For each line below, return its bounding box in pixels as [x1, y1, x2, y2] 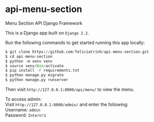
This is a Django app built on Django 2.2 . [5, 30, 89, 36]
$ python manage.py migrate [5, 73, 64, 78]
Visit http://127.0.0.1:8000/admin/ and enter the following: [5, 101, 129, 107]
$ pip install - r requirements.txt [5, 68, 80, 73]
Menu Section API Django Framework [5, 20, 83, 26]
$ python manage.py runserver [5, 77, 69, 82]
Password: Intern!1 [5, 112, 47, 118]
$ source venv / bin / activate [5, 63, 64, 68]
